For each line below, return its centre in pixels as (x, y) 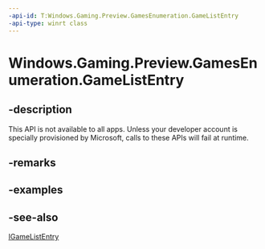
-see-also (33, 217)
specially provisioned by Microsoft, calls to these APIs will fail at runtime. (128, 137)
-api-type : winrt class (48, 23)
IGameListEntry (34, 237)
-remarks (32, 163)
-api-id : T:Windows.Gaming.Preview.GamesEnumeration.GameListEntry (124, 16)
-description (40, 110)
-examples (36, 190)
